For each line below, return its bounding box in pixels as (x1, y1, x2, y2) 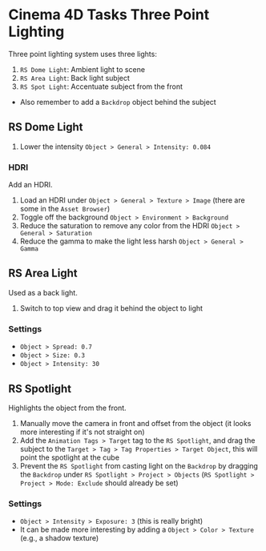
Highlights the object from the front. (8, 403, 127, 412)
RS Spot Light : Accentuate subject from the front (19, 82, 183, 91)
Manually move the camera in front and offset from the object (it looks (19, 418, 252, 428)
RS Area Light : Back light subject (19, 73, 131, 82)
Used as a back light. (8, 288, 78, 297)
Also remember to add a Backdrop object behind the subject (19, 97, 216, 107)
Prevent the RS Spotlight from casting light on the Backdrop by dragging (19, 461, 259, 470)
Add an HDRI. (8, 180, 54, 190)
